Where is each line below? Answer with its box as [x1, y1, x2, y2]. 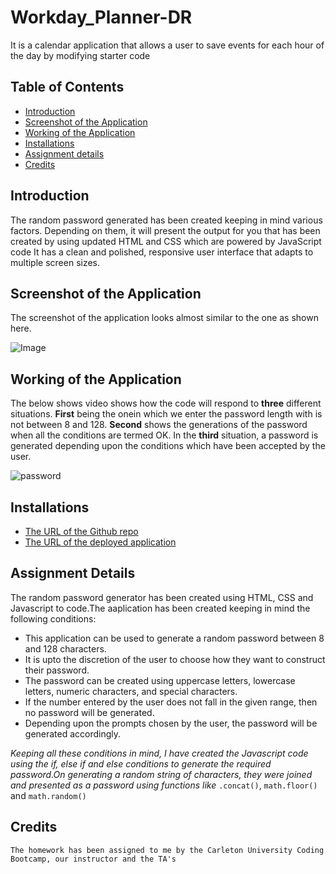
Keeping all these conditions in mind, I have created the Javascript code [10, 747, 309, 759]
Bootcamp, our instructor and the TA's [10, 854, 177, 864]
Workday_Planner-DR [10, 6, 193, 29]
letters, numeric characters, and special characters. [24, 685, 238, 697]
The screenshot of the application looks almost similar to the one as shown [10, 312, 319, 324]
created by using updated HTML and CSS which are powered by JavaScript [10, 235, 322, 247]
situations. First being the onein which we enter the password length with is [10, 408, 323, 420]
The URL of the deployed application [24, 536, 177, 548]
